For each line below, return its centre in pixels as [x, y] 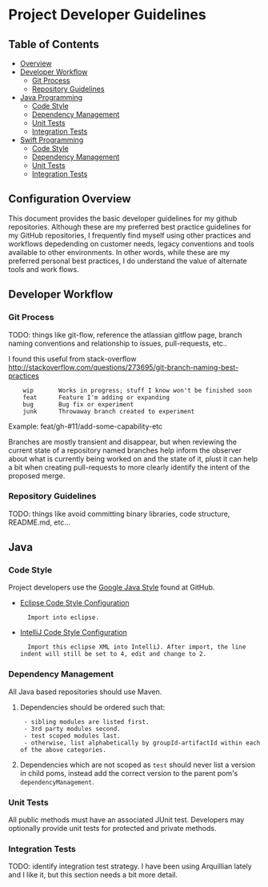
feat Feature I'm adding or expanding [96, 398]
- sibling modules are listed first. [86, 721]
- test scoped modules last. [72, 736]
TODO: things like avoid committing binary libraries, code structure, [119, 513]
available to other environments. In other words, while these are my [119, 252]
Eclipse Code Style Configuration [74, 603]
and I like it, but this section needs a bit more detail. [93, 875]
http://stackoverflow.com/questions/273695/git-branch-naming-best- [124, 367]
